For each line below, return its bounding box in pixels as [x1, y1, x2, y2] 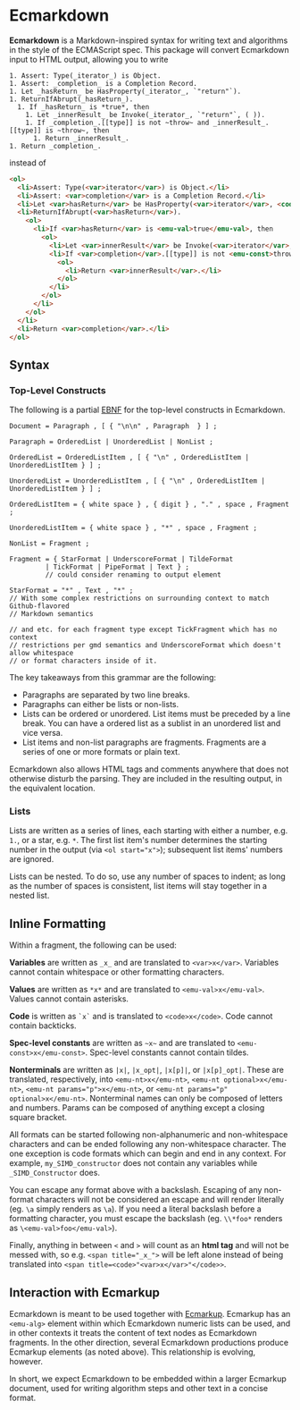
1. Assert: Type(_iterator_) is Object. [9, 71, 162, 80]
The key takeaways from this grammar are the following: [9, 672, 217, 683]
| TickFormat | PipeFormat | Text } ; [45, 562, 190, 572]
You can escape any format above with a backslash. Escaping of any [9, 1185, 262, 1195]
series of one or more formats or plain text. [21, 747, 180, 757]
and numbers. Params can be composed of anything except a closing [9, 1102, 265, 1113]
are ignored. [9, 854, 54, 865]
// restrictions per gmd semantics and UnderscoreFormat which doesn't [9, 641, 281, 650]
